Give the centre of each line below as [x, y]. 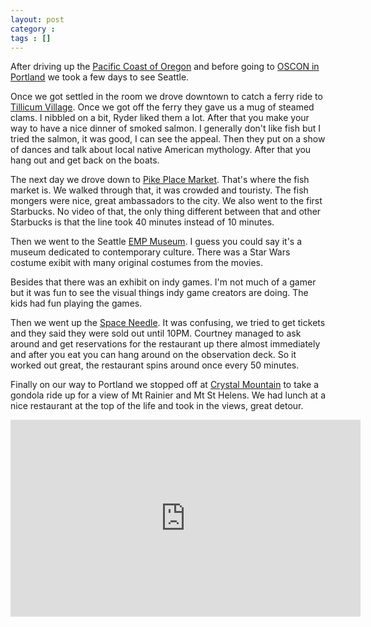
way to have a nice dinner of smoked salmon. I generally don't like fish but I [166, 128]
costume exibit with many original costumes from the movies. [137, 263]
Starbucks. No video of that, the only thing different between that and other [166, 212]
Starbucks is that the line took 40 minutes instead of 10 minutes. [142, 222]
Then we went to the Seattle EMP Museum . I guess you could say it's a [156, 242]
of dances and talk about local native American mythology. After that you [161, 150]
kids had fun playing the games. [76, 303]
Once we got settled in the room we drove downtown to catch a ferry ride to [166, 97]
